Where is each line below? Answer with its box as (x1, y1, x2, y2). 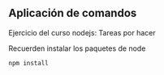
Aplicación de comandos (8, 6, 137, 20)
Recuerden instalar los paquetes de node (8, 44, 146, 53)
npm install (8, 59, 49, 67)
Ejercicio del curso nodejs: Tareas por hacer (8, 27, 156, 37)
